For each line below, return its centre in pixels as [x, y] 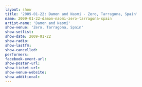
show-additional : [23, 77]
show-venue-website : [26, 72]
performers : [17, 54]
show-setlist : [19, 32]
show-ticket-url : [23, 68]
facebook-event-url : [26, 59]
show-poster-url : [23, 63]
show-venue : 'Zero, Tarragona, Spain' [44, 28]
